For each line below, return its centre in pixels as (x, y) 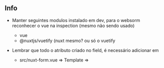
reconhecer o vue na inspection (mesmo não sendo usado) (73, 25)
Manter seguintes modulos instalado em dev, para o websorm (76, 20)
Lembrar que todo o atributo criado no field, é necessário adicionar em (85, 50)
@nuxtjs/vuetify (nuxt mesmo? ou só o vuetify (67, 40)
